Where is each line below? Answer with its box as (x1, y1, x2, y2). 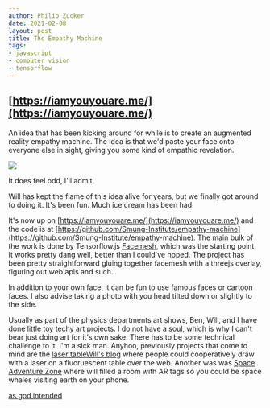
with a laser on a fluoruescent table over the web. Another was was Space (8, 357, 255, 367)
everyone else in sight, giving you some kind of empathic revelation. (8, 145, 235, 155)
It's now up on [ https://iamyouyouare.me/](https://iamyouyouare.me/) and (8, 215, 254, 225)
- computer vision (8, 57, 70, 65)
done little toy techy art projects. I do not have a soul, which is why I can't (8, 324, 252, 333)
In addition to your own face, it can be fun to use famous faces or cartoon (8, 282, 253, 292)
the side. (8, 299, 38, 309)
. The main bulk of (193, 233, 254, 242)
